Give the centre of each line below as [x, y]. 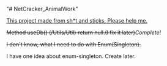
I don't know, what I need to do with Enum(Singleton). [74, 44]
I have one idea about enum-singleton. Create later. [71, 56]
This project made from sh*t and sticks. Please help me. [77, 20]
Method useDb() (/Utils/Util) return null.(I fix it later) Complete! [84, 32]
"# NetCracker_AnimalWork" [42, 9]
